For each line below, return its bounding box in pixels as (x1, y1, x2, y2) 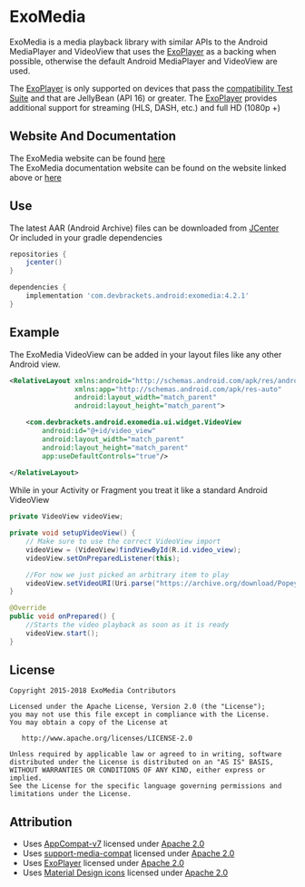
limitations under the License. (9, 790, 132, 799)
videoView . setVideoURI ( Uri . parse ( (25, 578, 156, 587)
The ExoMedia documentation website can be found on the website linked (9, 162, 287, 173)
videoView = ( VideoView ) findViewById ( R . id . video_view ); (25, 545, 242, 555)
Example (9, 325, 60, 340)
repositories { (9, 250, 67, 259)
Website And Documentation (9, 129, 177, 144)
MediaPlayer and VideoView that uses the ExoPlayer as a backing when (9, 45, 277, 56)
